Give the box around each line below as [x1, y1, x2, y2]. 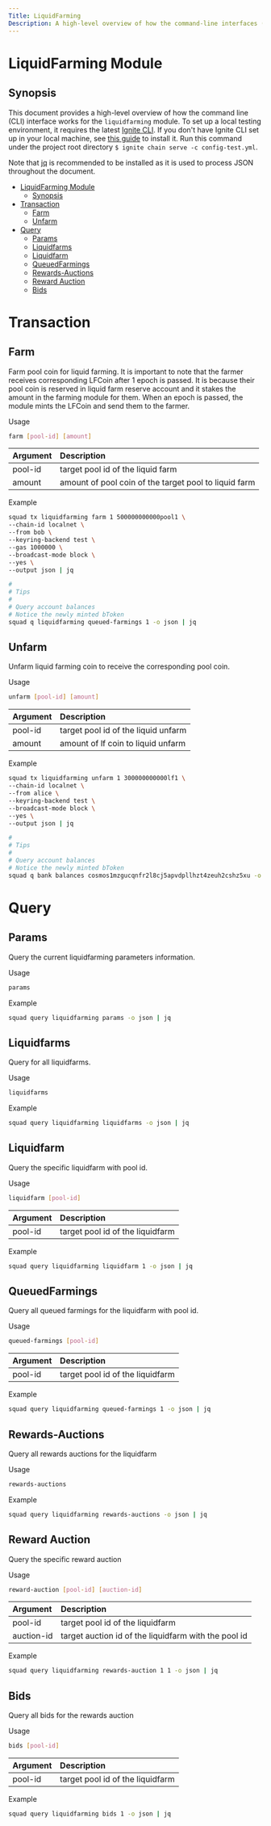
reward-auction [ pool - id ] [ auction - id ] [8, 1585, 143, 1593]
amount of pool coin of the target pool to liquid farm [60, 477, 256, 489]
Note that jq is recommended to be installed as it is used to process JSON [8, 157, 254, 167]
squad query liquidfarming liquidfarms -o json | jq [8, 1119, 190, 1127]
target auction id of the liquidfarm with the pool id [60, 1631, 248, 1642]
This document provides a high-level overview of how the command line [8, 107, 248, 117]
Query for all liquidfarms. [8, 1057, 91, 1067]
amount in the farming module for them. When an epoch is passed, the [8, 392, 244, 402]
